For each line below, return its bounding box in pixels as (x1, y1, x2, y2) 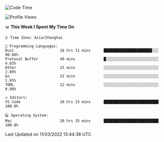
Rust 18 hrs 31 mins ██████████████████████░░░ (5, 48, 159, 53)
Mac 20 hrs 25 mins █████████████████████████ (5, 118, 159, 123)
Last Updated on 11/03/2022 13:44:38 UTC (5, 131, 92, 137)
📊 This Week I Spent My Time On (5, 24, 74, 29)
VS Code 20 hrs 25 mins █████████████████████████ (5, 99, 159, 104)
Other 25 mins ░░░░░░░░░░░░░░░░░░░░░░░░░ (5, 65, 159, 70)
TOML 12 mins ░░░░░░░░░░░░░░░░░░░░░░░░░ (5, 82, 159, 87)
